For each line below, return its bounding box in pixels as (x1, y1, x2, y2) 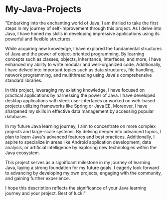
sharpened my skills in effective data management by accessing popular (5, 108, 154, 114)
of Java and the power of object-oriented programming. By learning (5, 51, 145, 57)
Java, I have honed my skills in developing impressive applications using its (5, 30, 160, 36)
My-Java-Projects (5, 3, 82, 15)
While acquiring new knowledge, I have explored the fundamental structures (5, 45, 162, 51)
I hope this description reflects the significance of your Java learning (5, 185, 147, 191)
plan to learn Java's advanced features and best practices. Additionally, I (5, 134, 155, 140)
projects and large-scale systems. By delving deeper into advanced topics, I (5, 128, 162, 134)
